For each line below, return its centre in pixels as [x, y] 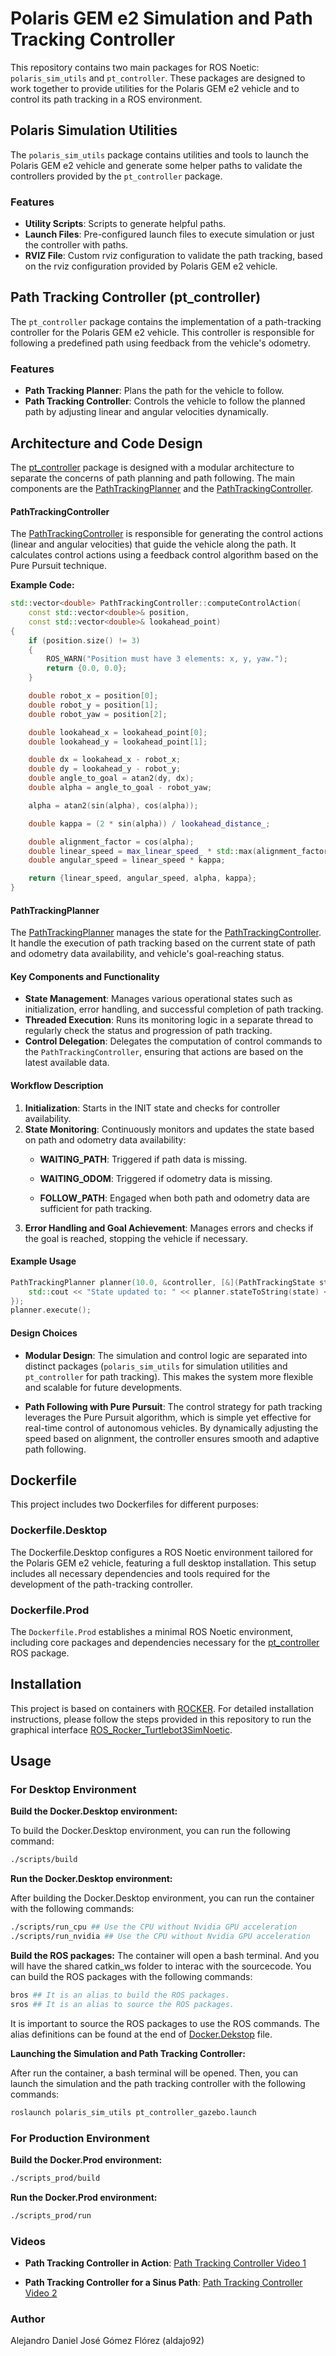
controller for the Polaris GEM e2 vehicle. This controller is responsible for [162, 332]
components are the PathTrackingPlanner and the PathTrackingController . [162, 488]
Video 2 [41, 2293]
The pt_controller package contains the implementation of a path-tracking [166, 321]
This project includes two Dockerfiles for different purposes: [134, 1504]
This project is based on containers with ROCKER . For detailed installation [162, 1708]
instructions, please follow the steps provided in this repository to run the [161, 1719]
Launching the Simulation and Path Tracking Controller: [128, 2053]
